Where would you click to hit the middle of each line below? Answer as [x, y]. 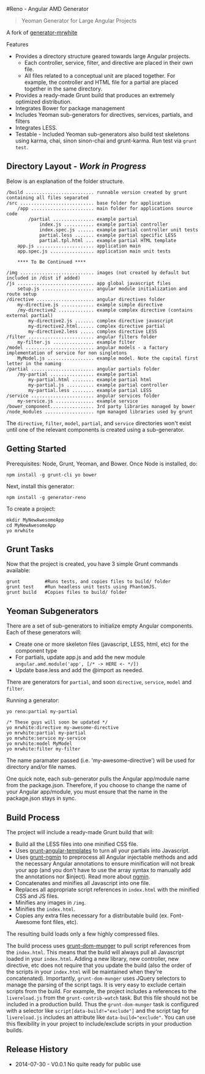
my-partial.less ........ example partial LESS [90, 390]
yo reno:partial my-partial [42, 712]
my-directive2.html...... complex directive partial [97, 326]
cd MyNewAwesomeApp [31, 525]
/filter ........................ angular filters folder [82, 337]
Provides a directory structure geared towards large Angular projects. [103, 56]
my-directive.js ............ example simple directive [90, 305]
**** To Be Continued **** [52, 262]
